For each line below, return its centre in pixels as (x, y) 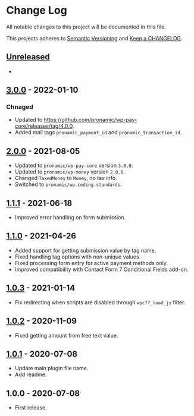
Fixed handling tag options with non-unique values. (78, 257)
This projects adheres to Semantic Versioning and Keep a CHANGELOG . (94, 38)
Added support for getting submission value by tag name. (85, 250)
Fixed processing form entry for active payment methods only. (91, 263)
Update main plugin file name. (51, 368)
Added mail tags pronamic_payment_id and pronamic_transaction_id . (98, 133)
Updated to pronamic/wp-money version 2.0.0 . (70, 172)
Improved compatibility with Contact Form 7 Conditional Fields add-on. (101, 269)
